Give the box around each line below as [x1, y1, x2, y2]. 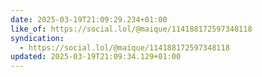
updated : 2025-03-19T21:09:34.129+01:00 [10, 52, 182, 62]
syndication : [10, 33, 65, 43]
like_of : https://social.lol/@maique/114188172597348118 [10, 24, 253, 34]
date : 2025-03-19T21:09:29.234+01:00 [10, 14, 168, 25]
